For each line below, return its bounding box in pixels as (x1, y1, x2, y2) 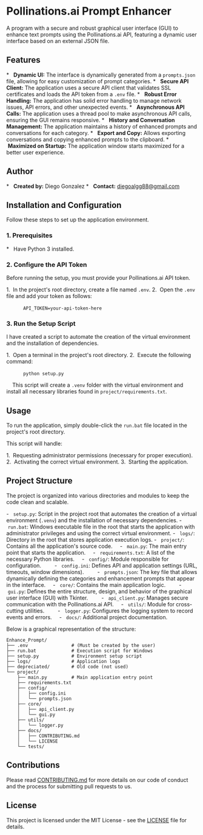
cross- (175, 600, 193, 608)
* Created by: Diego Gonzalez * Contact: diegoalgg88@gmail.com (6, 182, 180, 190)
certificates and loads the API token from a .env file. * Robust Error (6, 90, 177, 98)
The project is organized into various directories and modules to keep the (6, 491, 190, 499)
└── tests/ (17, 743, 45, 749)
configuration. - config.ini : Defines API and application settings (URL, (6, 561, 198, 569)
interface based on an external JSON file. (6, 37, 110, 44)
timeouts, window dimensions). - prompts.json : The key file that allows (6, 568, 198, 575)
